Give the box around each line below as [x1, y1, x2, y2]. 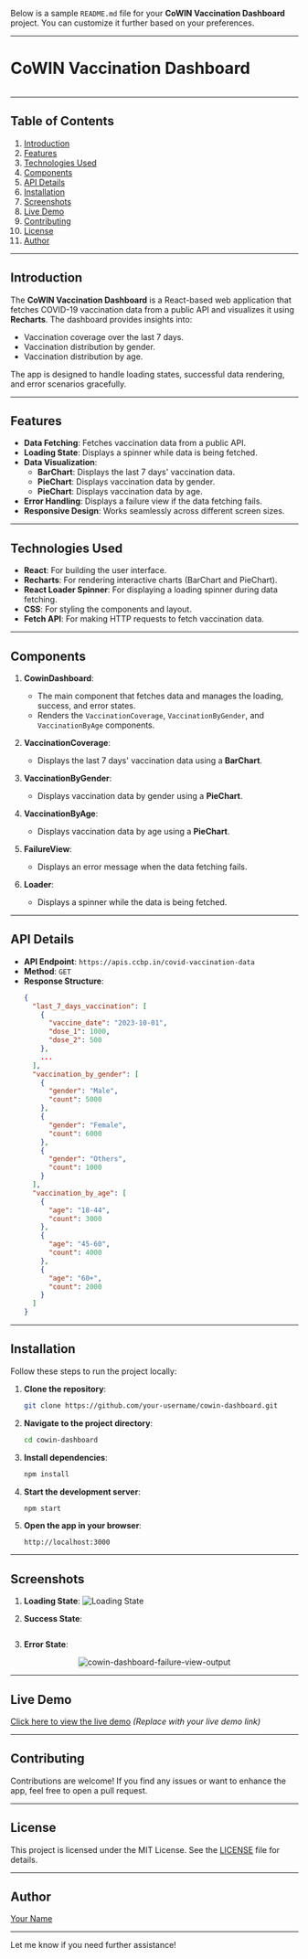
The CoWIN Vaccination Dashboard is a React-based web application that [10, 294, 292, 305]
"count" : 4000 [48, 1248, 102, 1258]
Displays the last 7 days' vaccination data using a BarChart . [37, 755, 263, 766]
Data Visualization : [23, 457, 98, 468]
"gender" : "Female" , [48, 1120, 127, 1130]
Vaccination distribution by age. [23, 351, 143, 362]
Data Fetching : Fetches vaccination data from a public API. [23, 438, 246, 449]
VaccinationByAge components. [37, 719, 155, 730]
